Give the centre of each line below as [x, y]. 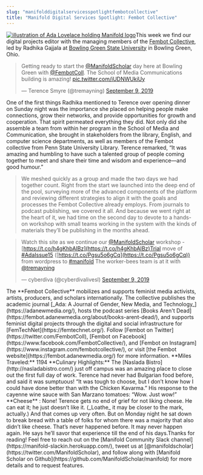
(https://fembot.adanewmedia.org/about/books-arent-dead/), [83, 317]
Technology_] [180, 304]
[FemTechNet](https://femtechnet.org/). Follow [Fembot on [80, 330]
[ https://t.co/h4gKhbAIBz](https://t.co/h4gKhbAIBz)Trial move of [102, 248]
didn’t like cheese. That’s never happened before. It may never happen [95, 426]
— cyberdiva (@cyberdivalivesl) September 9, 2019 [85, 279]
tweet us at [129, 446]
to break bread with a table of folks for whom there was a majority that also [100, 420]
